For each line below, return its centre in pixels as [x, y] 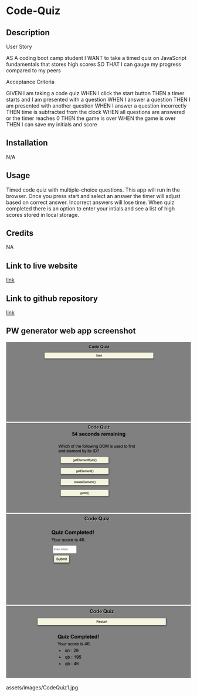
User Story [19, 46]
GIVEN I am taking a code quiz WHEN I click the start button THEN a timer [95, 93]
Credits [20, 233]
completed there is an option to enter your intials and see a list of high [90, 208]
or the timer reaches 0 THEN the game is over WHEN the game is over [91, 118]
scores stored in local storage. [43, 215]
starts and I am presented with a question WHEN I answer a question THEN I [98, 99]
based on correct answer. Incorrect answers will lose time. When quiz [90, 202]
